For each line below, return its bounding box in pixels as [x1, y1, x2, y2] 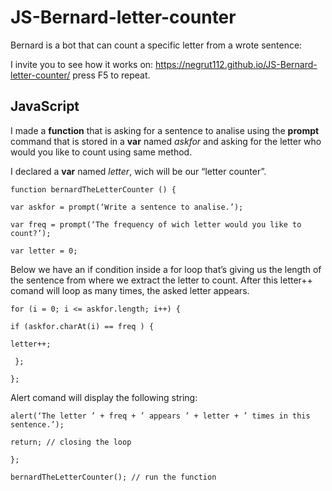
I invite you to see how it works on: [10, 58, 154, 70]
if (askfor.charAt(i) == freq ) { [10, 321, 155, 331]
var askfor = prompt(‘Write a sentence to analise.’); [10, 202, 244, 212]
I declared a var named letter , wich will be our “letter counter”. [10, 165, 267, 177]
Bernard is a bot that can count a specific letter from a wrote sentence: [10, 39, 303, 51]
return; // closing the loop [10, 437, 132, 447]
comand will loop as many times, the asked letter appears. [10, 284, 250, 296]
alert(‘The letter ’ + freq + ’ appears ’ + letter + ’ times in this [10, 411, 311, 421]
